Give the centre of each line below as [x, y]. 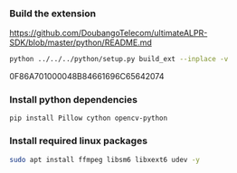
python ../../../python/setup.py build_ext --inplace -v [119, 59]
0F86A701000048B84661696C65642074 [87, 77]
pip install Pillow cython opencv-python [89, 118]
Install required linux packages [78, 141]
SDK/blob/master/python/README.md [81, 42]
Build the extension [53, 14]
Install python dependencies [74, 100]
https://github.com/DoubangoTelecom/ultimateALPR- [109, 33]
